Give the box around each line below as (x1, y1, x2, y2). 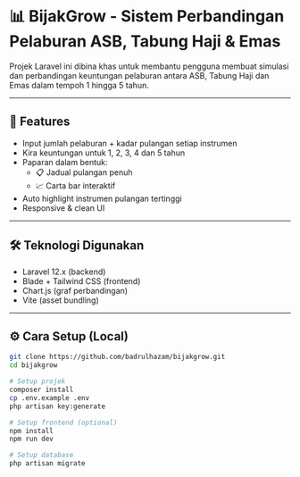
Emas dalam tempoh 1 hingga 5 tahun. (9, 79, 149, 90)
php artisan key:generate (9, 402, 105, 411)
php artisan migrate (9, 459, 87, 468)
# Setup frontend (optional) (9, 418, 118, 427)
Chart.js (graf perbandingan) (21, 285, 128, 296)
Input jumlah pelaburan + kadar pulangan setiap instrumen (21, 138, 237, 148)
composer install (9, 385, 74, 394)
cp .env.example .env (9, 393, 90, 402)
